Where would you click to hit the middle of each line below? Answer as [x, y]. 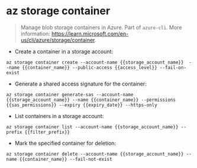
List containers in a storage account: [59, 116]
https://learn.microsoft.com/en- [90, 33]
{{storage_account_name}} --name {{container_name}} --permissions [91, 100]
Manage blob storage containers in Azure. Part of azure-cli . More [101, 27]
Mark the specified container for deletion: [65, 143]
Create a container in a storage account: [64, 51]
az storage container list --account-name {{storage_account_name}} [92, 127]
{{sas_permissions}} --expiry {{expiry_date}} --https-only [82, 105]
